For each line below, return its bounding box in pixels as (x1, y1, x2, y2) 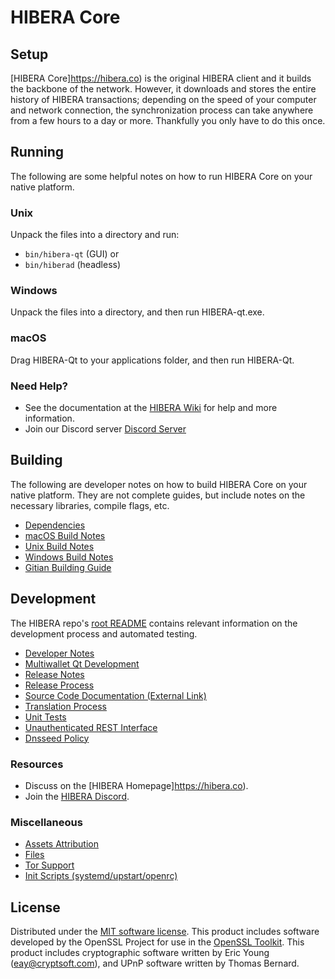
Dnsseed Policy (24, 732, 90, 744)
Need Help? (10, 379, 69, 393)
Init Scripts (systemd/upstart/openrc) (24, 870, 178, 882)
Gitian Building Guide (24, 561, 112, 573)
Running (10, 144, 65, 161)
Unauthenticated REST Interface (24, 721, 158, 733)
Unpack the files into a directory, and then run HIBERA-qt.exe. (10, 306, 265, 318)
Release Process (24, 679, 95, 691)
